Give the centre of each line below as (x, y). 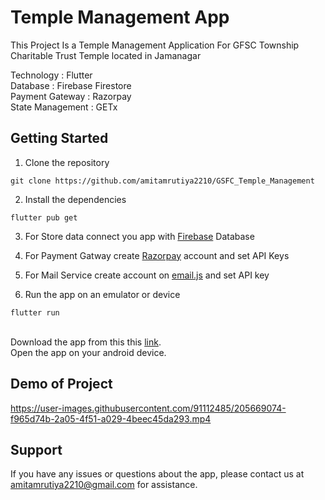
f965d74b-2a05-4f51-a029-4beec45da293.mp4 (111, 418)
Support (36, 449)
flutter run (35, 312)
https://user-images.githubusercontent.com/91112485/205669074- (148, 408)
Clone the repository (67, 162)
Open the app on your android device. (88, 352)
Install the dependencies (75, 199)
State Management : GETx (64, 107)
